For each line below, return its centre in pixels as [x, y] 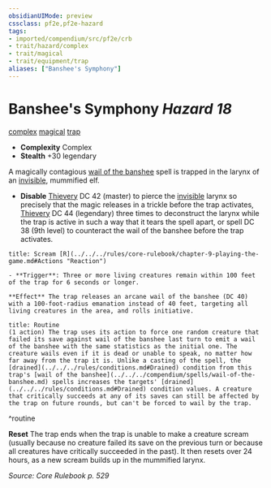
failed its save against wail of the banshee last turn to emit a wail [132, 339]
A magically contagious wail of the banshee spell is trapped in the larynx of [134, 171]
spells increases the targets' [105, 382]
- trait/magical [36, 54]
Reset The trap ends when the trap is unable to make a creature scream [129, 434]
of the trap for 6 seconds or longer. [74, 282]
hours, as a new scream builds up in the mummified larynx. [107, 460]
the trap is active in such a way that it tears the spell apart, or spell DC [137, 222]
